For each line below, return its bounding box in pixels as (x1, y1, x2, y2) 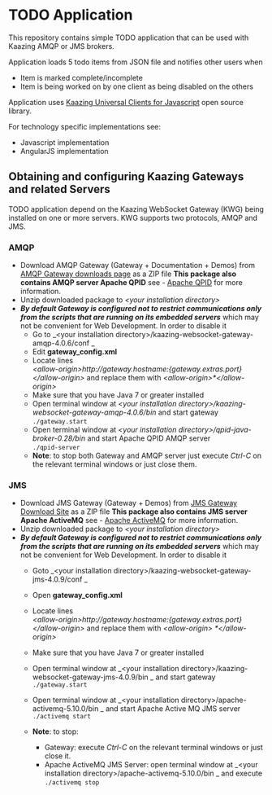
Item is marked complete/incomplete (19, 72, 144, 82)
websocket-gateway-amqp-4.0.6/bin (32, 407, 157, 417)
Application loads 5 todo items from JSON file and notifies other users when (8, 57, 264, 67)
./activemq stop (44, 779, 100, 787)
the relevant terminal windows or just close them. (32, 459, 197, 469)
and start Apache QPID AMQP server (87, 433, 211, 443)
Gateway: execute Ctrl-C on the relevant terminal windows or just (44, 743, 264, 753)
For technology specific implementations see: (8, 121, 161, 131)
